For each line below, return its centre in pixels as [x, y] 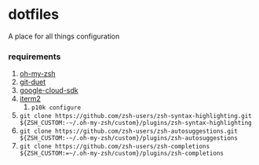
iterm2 [30, 99]
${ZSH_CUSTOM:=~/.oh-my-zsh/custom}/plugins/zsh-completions [122, 154]
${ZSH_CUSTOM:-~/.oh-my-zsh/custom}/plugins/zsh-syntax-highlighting [136, 123]
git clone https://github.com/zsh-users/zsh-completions [115, 147]
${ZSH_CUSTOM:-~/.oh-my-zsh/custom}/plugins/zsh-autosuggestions [128, 138]
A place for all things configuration [64, 36]
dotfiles [34, 15]
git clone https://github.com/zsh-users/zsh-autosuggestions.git [128, 131]
